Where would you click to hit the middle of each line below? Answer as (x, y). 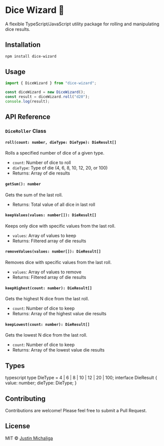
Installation (23, 45)
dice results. (18, 29)
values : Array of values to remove (47, 272)
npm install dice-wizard (31, 56)
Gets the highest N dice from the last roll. (47, 299)
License (18, 426)
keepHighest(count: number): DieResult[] (49, 288)
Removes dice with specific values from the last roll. (58, 263)
